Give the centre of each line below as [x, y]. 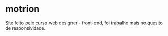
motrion [22, 9]
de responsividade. [26, 28]
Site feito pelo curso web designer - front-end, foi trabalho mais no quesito [84, 23]
